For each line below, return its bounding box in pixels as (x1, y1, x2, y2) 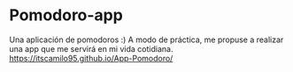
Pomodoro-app (9, 5, 124, 25)
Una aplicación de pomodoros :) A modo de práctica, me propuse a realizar (9, 34, 284, 45)
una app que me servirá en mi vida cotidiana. (9, 43, 173, 54)
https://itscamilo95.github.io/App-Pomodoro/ (9, 53, 173, 63)
